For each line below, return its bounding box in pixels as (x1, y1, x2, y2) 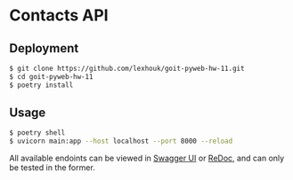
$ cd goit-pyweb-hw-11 (9, 72, 94, 81)
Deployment (9, 41, 79, 56)
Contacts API (9, 5, 109, 26)
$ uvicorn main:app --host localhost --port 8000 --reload (9, 137, 233, 146)
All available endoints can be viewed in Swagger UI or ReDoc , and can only (9, 153, 285, 164)
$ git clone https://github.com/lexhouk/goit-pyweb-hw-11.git (9, 64, 245, 73)
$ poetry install (9, 81, 74, 90)
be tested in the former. (9, 162, 95, 173)
